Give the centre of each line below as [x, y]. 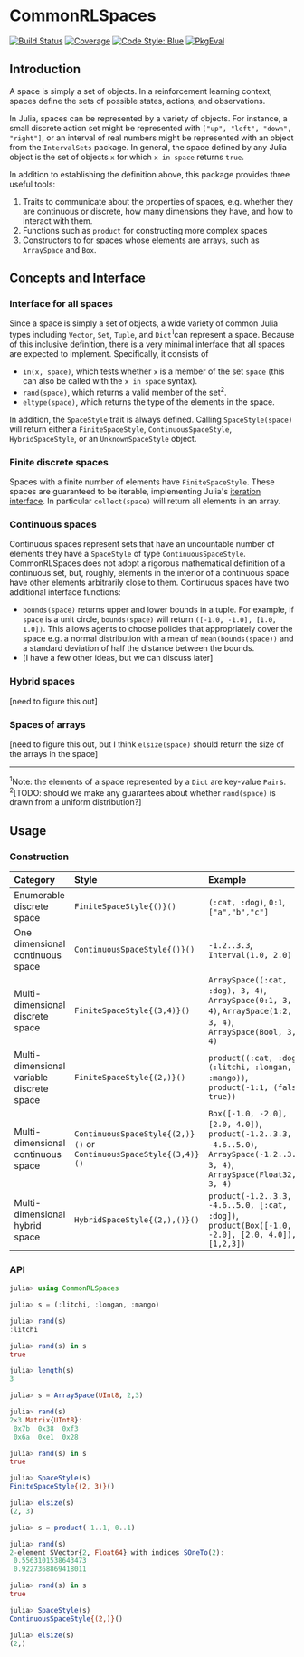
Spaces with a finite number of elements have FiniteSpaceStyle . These [142, 482]
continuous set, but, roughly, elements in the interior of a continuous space [149, 573]
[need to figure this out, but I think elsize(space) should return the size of [147, 744]
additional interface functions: [65, 592]
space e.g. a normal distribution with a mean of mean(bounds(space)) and [158, 638]
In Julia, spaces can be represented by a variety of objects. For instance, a [148, 118]
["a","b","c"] [238, 912]
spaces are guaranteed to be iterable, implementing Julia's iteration [135, 492]
